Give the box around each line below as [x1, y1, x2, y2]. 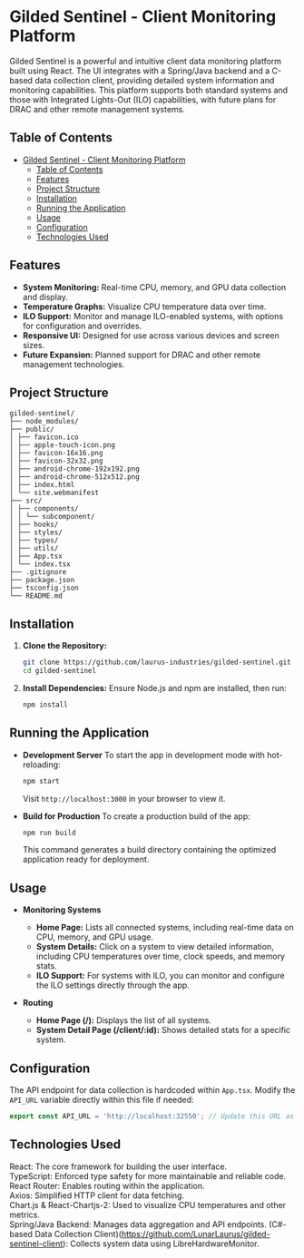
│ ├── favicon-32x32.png [9, 456, 103, 466]
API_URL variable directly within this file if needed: [9, 1095, 194, 1105]
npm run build [22, 828, 76, 837]
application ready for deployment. [22, 854, 150, 865]
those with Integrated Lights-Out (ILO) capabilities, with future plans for [9, 93, 277, 105]
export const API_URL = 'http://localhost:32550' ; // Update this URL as [9, 1112, 295, 1121]
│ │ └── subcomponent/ [9, 512, 95, 522]
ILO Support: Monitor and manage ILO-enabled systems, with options [22, 310, 284, 321]
